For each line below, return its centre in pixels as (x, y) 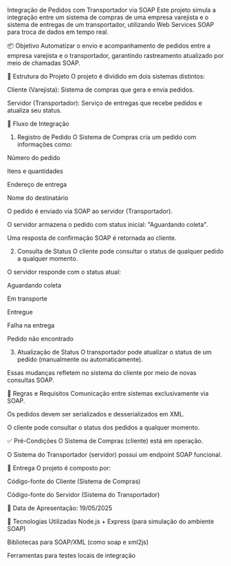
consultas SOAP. (31, 380)
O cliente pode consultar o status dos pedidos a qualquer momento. (103, 427)
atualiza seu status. (34, 110)
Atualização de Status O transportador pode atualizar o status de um (114, 352)
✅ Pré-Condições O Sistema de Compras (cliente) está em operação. (105, 441)
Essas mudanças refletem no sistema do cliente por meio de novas (102, 373)
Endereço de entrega (37, 184)
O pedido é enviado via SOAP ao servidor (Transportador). (90, 211)
